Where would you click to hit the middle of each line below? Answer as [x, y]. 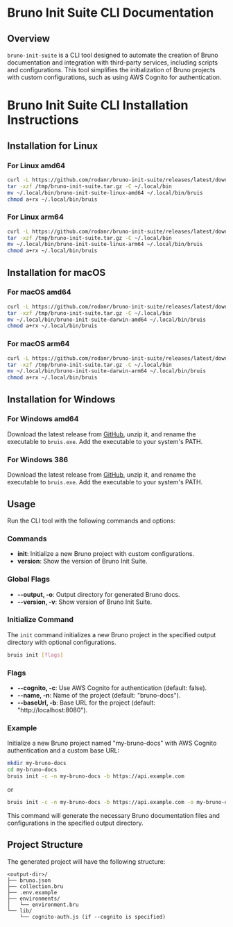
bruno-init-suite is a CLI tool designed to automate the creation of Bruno [113, 55]
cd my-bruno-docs [32, 770]
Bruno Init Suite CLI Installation [98, 105]
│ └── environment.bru [43, 905]
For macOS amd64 [39, 292]
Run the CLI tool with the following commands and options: [91, 520]
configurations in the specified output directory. [75, 823]
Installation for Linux [53, 146]
